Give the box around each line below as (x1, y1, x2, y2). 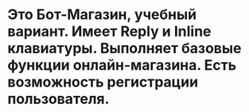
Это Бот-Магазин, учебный (7, 6, 196, 24)
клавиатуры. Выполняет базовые (7, 40, 242, 57)
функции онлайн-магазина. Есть (7, 56, 237, 75)
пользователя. (7, 90, 110, 108)
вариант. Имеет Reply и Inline (7, 22, 212, 41)
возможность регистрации (7, 73, 199, 91)
